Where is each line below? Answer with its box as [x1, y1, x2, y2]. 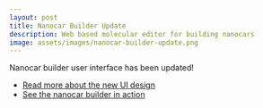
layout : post [9, 12, 58, 22]
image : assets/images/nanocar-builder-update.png [9, 37, 199, 47]
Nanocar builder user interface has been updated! [9, 62, 195, 73]
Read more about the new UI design [22, 79, 155, 90]
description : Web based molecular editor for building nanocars [9, 29, 255, 38]
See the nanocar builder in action [22, 89, 145, 100]
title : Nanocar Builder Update [9, 21, 127, 30]
